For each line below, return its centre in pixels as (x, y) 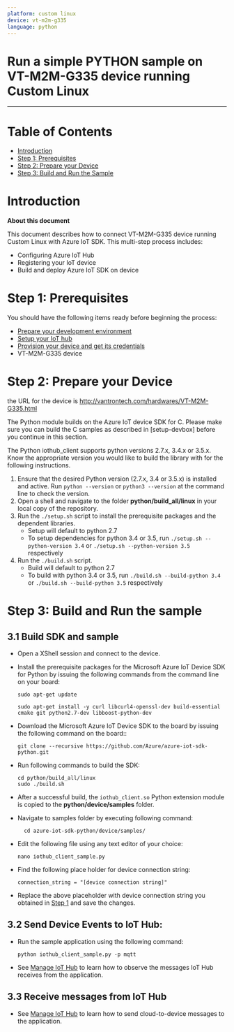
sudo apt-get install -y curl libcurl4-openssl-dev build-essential (119, 707)
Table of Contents (60, 132)
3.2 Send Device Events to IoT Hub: (85, 925)
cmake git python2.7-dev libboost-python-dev (84, 713)
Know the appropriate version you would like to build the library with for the (115, 458)
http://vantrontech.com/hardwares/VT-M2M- (144, 401)
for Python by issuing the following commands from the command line (118, 674)
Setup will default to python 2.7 (72, 531)
